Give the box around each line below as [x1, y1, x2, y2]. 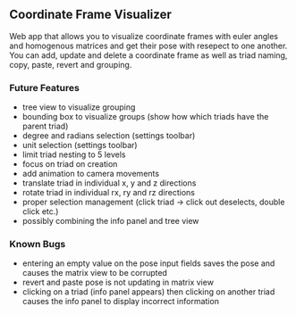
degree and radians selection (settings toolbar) [21, 130, 196, 141]
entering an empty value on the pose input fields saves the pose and [21, 258, 275, 269]
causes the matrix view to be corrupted [21, 268, 168, 278]
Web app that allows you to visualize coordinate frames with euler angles [9, 30, 279, 41]
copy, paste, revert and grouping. [9, 59, 132, 70]
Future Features [9, 81, 80, 94]
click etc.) [21, 206, 59, 217]
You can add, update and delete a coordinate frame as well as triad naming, [9, 49, 288, 61]
